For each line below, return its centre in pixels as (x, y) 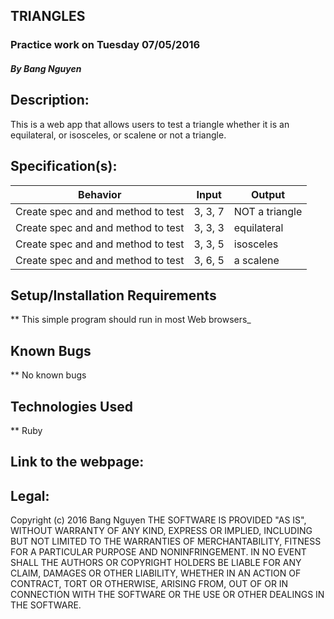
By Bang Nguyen (46, 68)
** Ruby (26, 430)
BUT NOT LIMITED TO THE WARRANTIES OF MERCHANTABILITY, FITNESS (166, 541)
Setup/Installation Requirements (113, 295)
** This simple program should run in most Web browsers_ (131, 320)
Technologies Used (71, 406)
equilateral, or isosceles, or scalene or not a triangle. (118, 135)
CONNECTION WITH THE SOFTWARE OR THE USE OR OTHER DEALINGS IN (167, 595)
